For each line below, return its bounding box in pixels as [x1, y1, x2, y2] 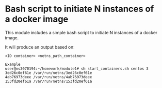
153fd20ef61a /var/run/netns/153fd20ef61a [5, 79, 92, 84]
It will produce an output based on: [5, 44, 75, 50]
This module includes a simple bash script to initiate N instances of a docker [5, 29, 158, 35]
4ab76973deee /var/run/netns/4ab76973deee [5, 74, 92, 79]
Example [5, 62, 21, 67]
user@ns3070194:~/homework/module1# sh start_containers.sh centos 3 [5, 66, 149, 71]
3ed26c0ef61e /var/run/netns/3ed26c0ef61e [5, 70, 92, 75]
